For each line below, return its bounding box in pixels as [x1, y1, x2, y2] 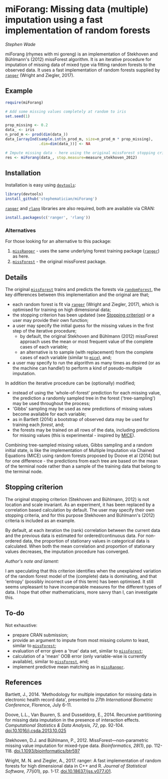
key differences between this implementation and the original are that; [5, 291, 149, 298]
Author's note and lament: [5, 558, 59, 564]
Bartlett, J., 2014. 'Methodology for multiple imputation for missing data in [5, 691, 156, 697]
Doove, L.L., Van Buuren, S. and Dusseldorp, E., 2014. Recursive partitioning [5, 711, 161, 718]
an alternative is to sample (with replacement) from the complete [19, 349, 153, 355]
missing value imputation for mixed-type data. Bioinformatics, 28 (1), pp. [5, 742, 153, 748]
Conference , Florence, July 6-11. [5, 702, 72, 708]
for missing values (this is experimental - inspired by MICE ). [12, 432, 135, 438]
